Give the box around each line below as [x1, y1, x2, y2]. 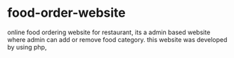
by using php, [7, 43, 47, 51]
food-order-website [7, 5, 126, 21]
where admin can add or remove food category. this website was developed [7, 35, 228, 43]
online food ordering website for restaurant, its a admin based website [7, 28, 211, 36]
